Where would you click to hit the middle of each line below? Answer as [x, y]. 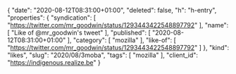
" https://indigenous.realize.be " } [54, 62]
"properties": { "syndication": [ [52, 18]
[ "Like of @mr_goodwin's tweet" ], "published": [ [79, 32]
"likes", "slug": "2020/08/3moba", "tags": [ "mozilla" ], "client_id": [103, 55]
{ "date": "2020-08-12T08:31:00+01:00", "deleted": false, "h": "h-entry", [112, 10]
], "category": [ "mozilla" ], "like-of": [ [122, 40]
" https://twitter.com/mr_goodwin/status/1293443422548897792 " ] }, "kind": [118, 48]
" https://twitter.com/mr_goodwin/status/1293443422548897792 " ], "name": [118, 25]
